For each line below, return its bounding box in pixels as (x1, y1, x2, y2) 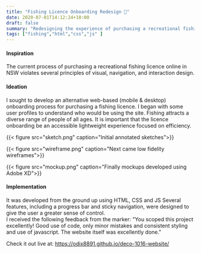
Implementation (6, 183, 47, 191)
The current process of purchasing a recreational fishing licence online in (6, 63, 187, 70)
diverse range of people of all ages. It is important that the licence (6, 115, 169, 123)
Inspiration (6, 49, 34, 57)
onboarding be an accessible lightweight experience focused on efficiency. (6, 122, 191, 129)
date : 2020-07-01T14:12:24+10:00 (6, 14, 90, 20)
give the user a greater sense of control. (6, 209, 105, 216)
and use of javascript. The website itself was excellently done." (6, 228, 162, 236)
